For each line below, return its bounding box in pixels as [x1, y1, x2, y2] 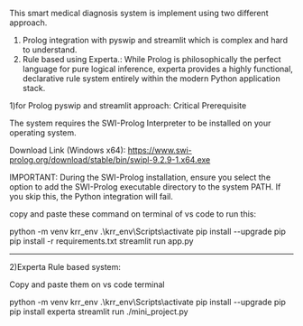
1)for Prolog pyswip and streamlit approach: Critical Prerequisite [9, 100, 247, 111]
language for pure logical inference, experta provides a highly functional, [22, 63, 293, 74]
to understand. [22, 44, 78, 55]
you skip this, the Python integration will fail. [9, 191, 173, 201]
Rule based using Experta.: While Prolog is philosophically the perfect [22, 54, 281, 64]
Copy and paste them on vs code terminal [9, 279, 165, 290]
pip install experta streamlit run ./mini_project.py [9, 306, 188, 317]
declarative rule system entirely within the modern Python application [22, 73, 281, 84]
